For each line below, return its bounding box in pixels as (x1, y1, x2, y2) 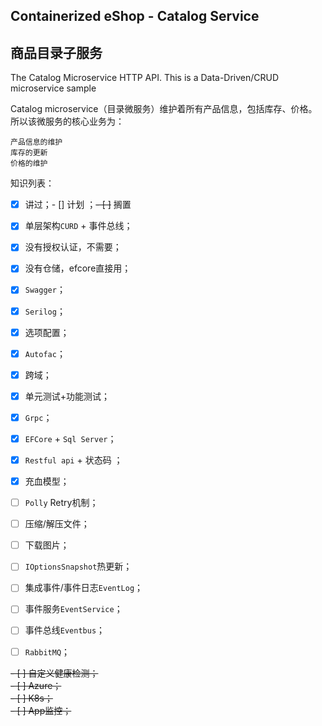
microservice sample (10, 82, 97, 94)
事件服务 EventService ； (24, 603, 123, 615)
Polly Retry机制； (24, 497, 99, 509)
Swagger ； (24, 284, 66, 296)
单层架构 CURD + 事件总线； (24, 220, 133, 232)
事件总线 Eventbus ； (24, 624, 106, 636)
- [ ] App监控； (10, 704, 72, 716)
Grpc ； (24, 411, 53, 423)
